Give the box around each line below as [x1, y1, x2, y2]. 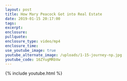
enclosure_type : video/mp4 [5, 39, 61, 44]
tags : [5, 20, 16, 26]
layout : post [5, 7, 32, 12]
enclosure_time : [5, 43, 38, 48]
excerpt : [5, 25, 23, 30]
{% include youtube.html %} [5, 70, 63, 76]
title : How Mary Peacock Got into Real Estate [5, 12, 102, 17]
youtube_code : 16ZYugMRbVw [5, 57, 61, 62]
